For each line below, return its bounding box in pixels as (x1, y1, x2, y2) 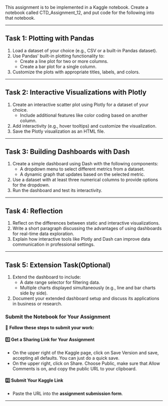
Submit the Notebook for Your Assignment (5, 313, 110, 320)
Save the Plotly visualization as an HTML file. (12, 128, 105, 134)
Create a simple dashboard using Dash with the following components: (12, 161, 158, 167)
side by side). (19, 290, 48, 296)
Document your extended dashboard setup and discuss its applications (12, 295, 159, 301)
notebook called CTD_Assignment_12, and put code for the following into (5, 10, 154, 16)
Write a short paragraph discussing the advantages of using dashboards (12, 226, 162, 232)
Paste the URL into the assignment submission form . (12, 390, 123, 396)
